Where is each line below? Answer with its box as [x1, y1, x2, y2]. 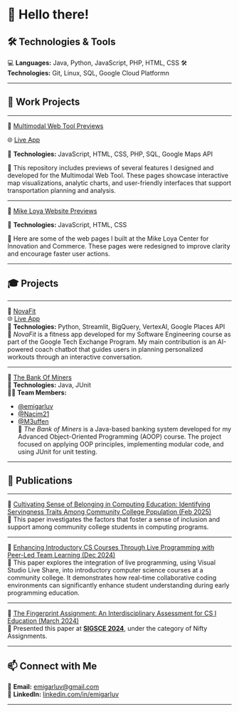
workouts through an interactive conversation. [7, 352, 142, 361]
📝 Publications [7, 475, 73, 487]
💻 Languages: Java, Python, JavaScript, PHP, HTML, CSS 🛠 [7, 58, 187, 67]
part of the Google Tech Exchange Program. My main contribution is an [7, 337, 216, 346]
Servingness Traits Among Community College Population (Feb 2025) [7, 508, 212, 516]
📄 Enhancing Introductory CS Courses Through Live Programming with [7, 543, 215, 552]
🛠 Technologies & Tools [7, 36, 116, 48]
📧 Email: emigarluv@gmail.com [7, 683, 100, 691]
